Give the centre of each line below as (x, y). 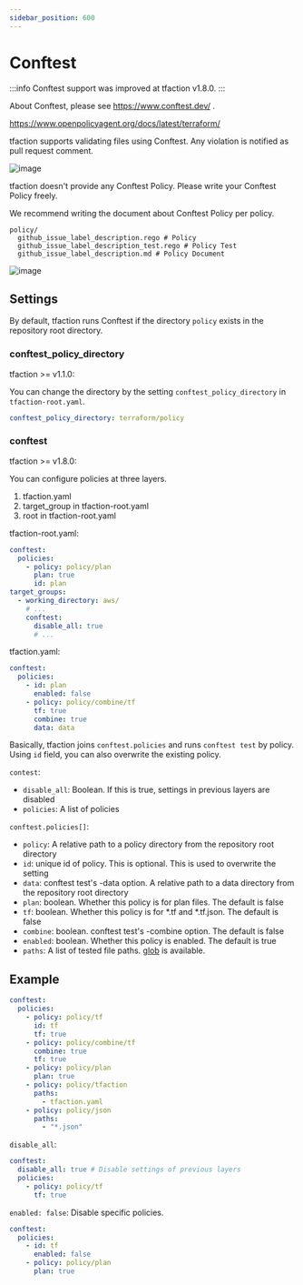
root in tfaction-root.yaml (69, 516)
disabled (39, 799)
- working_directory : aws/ (68, 601)
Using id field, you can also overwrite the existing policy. (116, 755)
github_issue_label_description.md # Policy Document (121, 254)
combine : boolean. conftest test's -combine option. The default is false (153, 931)
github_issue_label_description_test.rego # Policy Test (127, 246)
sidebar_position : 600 (52, 18)
